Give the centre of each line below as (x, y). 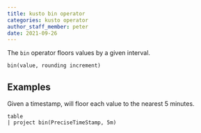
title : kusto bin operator (46, 14)
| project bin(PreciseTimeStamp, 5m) (62, 123)
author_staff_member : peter (48, 26)
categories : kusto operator (48, 20)
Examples (29, 87)
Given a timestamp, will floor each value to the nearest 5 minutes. (101, 104)
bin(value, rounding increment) (54, 66)
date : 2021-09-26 (32, 33)
